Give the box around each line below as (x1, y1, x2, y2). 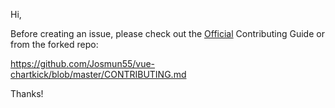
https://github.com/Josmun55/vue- (10, 58, 156, 69)
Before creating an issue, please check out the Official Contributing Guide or (10, 28, 325, 39)
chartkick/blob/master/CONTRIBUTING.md (10, 69, 187, 80)
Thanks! (10, 88, 44, 99)
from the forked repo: (10, 39, 99, 50)
